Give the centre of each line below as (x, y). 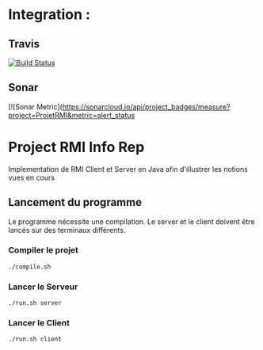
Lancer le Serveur (43, 287)
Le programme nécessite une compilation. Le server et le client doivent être (131, 221)
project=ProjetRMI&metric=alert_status (72, 115)
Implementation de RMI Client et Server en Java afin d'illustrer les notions (128, 169)
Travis (24, 44)
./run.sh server (35, 303)
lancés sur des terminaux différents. (67, 230)
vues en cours (32, 177)
